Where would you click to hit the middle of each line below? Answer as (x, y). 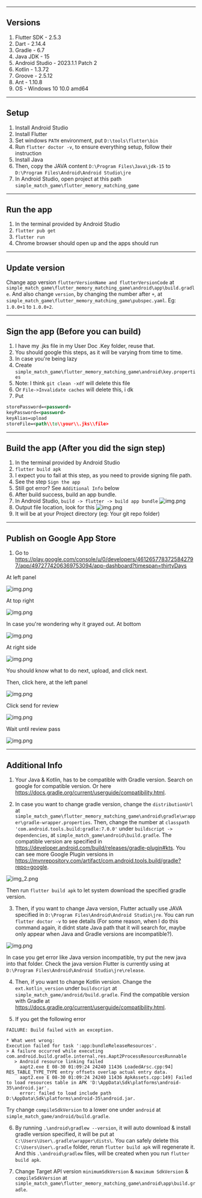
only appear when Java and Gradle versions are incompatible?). (94, 934)
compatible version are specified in (58, 841)
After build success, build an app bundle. (66, 495)
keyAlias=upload (26, 418)
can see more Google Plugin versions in (64, 854)
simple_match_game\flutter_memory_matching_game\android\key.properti (105, 372)
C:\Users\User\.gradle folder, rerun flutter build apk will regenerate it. (105, 1147)
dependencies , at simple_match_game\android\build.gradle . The (93, 835)
